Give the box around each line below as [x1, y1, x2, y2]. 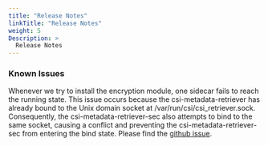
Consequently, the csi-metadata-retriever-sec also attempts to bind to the [8, 112, 253, 121]
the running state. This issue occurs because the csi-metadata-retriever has [8, 95, 261, 104]
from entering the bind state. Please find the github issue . [22, 129, 213, 139]
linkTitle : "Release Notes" [8, 19, 103, 27]
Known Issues [8, 68, 65, 79]
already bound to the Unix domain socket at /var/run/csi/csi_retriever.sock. [8, 103, 256, 113]
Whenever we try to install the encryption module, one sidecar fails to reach [8, 86, 259, 96]
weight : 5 [8, 26, 42, 34]
